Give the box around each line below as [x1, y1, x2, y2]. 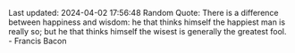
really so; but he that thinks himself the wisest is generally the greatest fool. [8, 26, 287, 36]
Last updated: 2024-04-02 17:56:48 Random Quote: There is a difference [8, 8, 279, 18]
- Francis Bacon [8, 35, 68, 46]
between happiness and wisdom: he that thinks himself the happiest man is [8, 17, 286, 27]
